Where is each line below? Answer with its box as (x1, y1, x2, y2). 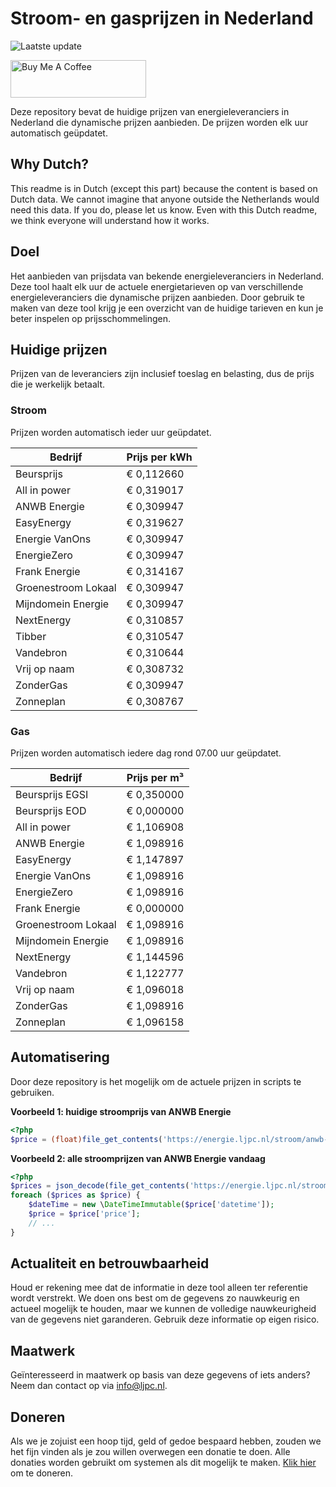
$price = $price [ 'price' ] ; (28, 1209, 141, 1219)
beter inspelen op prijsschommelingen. (10, 312, 172, 324)
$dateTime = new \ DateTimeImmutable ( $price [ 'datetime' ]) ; (28, 1200, 275, 1210)
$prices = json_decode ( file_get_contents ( (10, 1181, 190, 1191)
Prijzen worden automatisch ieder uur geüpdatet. (10, 426, 212, 438)
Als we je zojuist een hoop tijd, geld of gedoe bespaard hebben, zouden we (10, 1435, 322, 1447)
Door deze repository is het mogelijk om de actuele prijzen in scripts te (10, 1075, 302, 1087)
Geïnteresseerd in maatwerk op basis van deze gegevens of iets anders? (10, 1369, 311, 1381)
